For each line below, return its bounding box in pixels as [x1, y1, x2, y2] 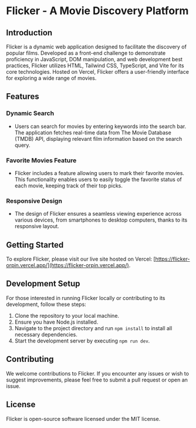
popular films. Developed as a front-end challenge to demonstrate [6, 50, 166, 57]
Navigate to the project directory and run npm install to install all [14, 324, 173, 331]
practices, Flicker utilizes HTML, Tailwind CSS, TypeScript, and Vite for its [6, 62, 184, 69]
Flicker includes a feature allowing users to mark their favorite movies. [14, 169, 185, 176]
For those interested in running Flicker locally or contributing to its [6, 294, 165, 301]
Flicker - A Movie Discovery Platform [6, 4, 189, 18]
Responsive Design [6, 196, 63, 205]
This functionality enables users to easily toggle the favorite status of [14, 176, 182, 183]
